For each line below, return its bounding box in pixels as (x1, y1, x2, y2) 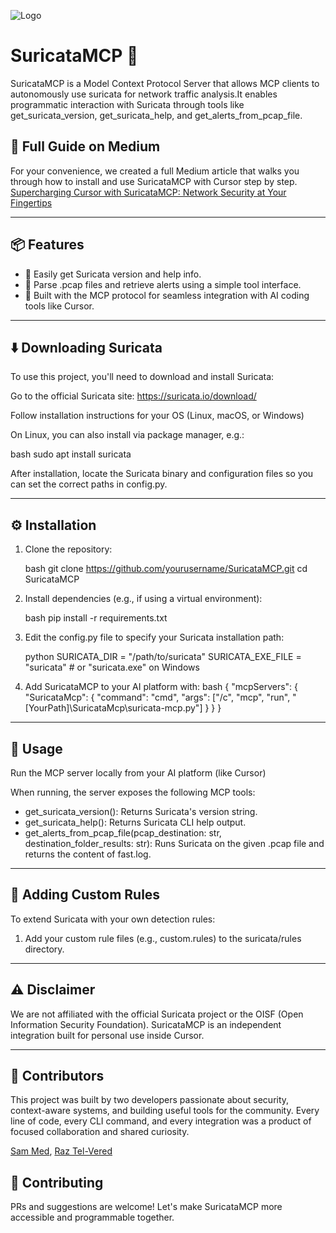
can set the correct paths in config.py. (10, 478, 168, 490)
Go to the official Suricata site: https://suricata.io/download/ (10, 390, 257, 402)
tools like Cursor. (24, 300, 95, 312)
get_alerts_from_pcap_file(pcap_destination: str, (24, 827, 222, 839)
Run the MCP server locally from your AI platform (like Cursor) (10, 767, 267, 779)
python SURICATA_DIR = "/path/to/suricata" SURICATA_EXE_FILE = (24, 651, 302, 663)
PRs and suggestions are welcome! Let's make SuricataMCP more (10, 1201, 283, 1213)
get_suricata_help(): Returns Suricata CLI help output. (24, 816, 247, 828)
